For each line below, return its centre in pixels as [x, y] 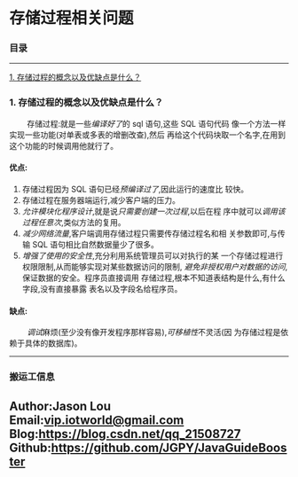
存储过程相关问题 [72, 18]
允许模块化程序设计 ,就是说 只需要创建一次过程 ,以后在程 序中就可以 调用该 [153, 211]
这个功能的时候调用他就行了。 [63, 145]
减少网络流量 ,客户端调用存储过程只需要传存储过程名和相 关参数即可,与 [149, 233]
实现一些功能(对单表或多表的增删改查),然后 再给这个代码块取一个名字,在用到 [148, 135]
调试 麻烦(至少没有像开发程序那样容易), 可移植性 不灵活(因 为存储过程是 [153, 332]
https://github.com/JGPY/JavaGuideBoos [169, 447]
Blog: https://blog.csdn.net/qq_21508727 [125, 434]
